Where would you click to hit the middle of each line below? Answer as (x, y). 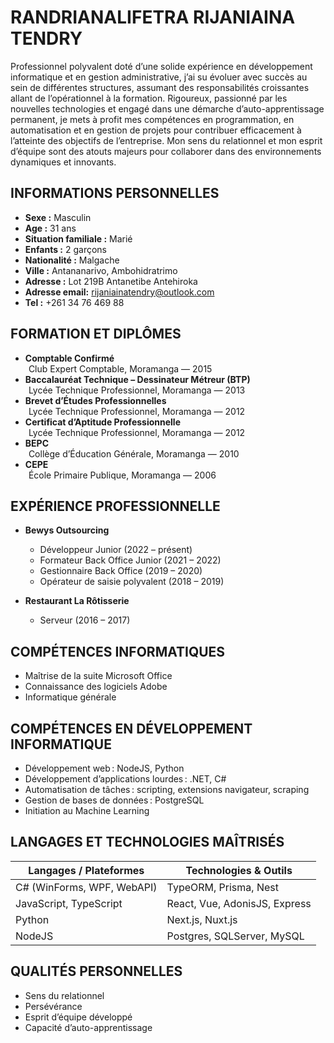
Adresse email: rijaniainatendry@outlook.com (119, 292)
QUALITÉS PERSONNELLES (96, 971)
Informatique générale (70, 697)
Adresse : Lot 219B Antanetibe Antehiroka (111, 281)
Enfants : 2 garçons (65, 249)
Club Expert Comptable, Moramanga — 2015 (120, 368)
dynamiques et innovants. (63, 162)
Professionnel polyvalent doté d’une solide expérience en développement (161, 66)
